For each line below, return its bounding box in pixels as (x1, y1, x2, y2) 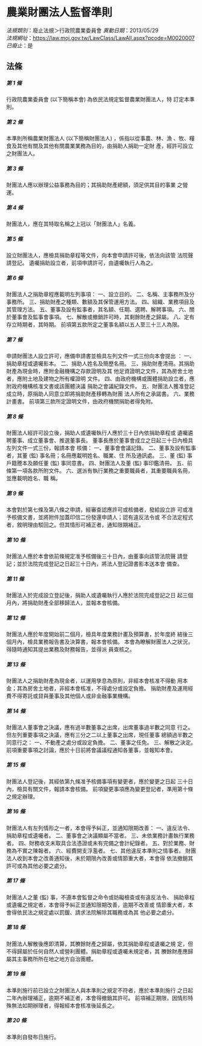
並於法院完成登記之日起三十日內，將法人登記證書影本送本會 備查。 (16, 560, 183, 568)
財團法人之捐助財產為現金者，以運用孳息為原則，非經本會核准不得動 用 (6, 677, 183, 684)
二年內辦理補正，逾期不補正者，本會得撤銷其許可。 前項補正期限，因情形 (6, 994, 188, 1001)
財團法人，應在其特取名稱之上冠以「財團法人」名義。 (6, 220, 139, 228)
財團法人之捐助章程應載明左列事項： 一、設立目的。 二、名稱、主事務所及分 (6, 291, 195, 298)
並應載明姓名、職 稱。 (6, 475, 61, 482)
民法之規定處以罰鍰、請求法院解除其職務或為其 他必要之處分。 (22, 909, 177, 916)
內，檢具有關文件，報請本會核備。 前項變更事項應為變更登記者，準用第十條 (6, 785, 194, 792)
